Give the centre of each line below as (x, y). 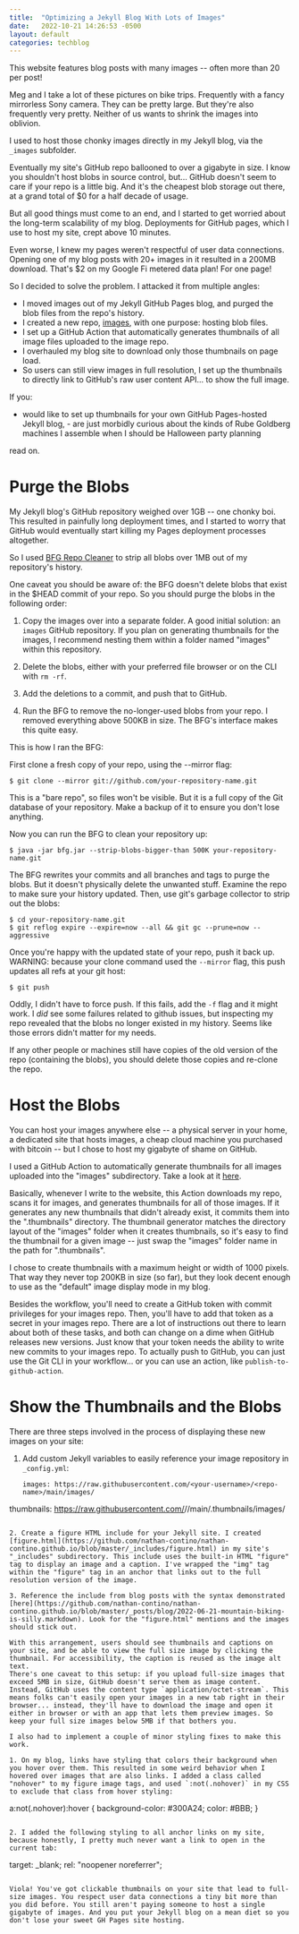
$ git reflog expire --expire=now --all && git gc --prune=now (129, 928)
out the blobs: (35, 903)
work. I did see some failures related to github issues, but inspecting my (141, 1014)
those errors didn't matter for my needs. (83, 1033)
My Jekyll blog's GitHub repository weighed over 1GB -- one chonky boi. (143, 512)
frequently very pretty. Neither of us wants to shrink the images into (134, 114)
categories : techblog (50, 43)
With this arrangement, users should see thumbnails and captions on (141, 1643)
